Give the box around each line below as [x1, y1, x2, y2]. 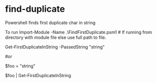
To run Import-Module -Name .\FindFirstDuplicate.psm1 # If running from [5, 29, 152, 35]
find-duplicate [5, 3, 65, 15]
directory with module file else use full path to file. [5, 34, 106, 40]
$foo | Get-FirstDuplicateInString [5, 72, 71, 78]
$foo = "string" [5, 63, 36, 69]
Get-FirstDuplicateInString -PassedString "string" [5, 44, 105, 50]
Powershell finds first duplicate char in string [5, 20, 96, 26]
